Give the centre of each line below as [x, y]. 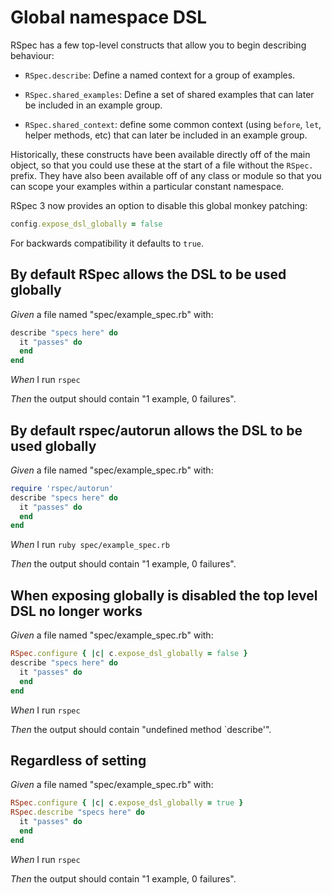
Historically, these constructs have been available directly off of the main [160, 154]
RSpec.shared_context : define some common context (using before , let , [173, 124]
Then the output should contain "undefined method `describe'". [141, 729]
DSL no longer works [76, 611]
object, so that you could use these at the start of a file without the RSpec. [162, 165]
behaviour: [32, 55]
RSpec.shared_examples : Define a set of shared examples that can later [169, 94]
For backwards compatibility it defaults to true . [107, 243]
